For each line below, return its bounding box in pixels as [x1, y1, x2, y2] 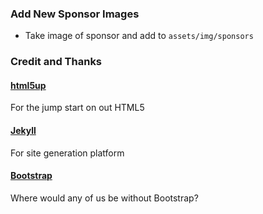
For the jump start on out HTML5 [10, 102, 145, 114]
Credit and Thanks [10, 55, 103, 69]
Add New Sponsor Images [10, 7, 140, 21]
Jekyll [10, 125, 37, 137]
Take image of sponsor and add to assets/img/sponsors [24, 30, 254, 42]
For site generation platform [10, 147, 125, 159]
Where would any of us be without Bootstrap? [10, 192, 199, 204]
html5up [10, 79, 47, 91]
